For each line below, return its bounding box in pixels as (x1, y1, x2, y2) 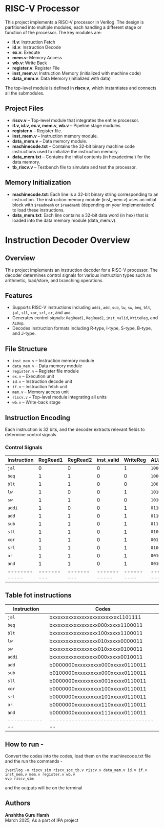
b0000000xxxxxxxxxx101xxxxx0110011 (49, 693, 146, 700)
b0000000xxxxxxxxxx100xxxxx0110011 (49, 686, 146, 692)
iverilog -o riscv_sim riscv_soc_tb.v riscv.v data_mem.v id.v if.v (5, 767, 147, 773)
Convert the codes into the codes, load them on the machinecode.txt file (5, 753, 151, 759)
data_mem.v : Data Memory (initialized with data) (12, 75, 111, 81)
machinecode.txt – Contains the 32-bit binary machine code (12, 143, 135, 149)
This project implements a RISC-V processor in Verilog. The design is (5, 19, 144, 25)
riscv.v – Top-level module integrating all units (12, 394, 107, 400)
